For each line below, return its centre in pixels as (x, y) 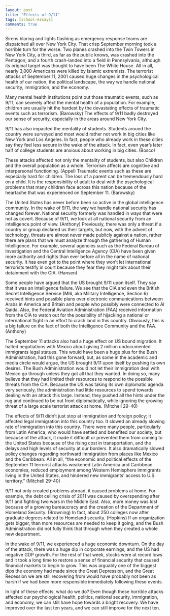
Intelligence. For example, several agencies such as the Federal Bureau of (82, 246)
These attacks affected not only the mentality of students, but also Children (84, 160)
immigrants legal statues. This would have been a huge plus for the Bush (81, 352)
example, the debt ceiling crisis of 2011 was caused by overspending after (82, 496)
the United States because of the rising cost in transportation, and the (78, 443)
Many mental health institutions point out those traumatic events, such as (82, 97)
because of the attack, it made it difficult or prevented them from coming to (84, 438)
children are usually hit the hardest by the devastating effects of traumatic (82, 108)
